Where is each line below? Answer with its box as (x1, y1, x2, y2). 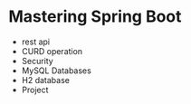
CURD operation (21, 45, 83, 56)
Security (21, 55, 53, 66)
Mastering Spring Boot (8, 6, 182, 27)
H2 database (21, 74, 70, 85)
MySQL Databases (21, 65, 91, 76)
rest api (21, 36, 51, 47)
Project (21, 84, 49, 95)
